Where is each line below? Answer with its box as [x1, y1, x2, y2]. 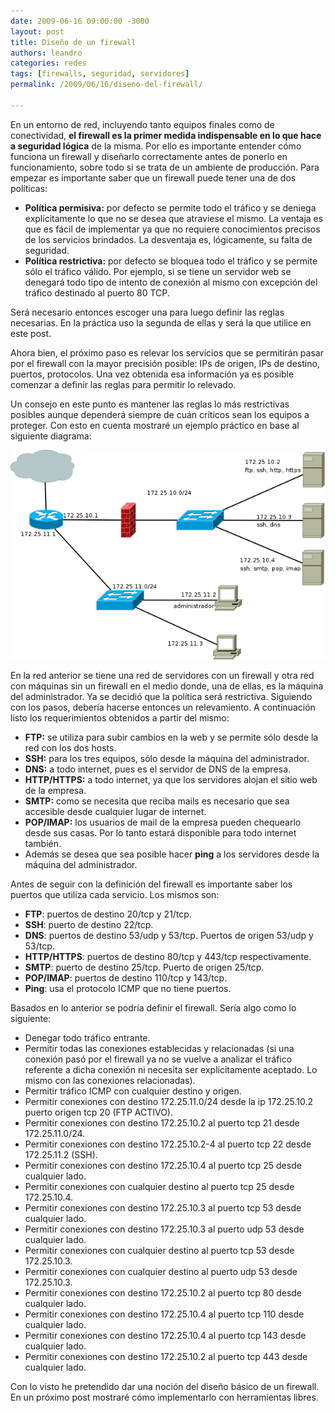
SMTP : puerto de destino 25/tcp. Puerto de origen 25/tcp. [24, 961, 265, 974]
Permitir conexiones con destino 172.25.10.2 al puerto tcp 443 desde [24, 1351, 308, 1363]
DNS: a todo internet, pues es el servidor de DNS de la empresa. [24, 763, 292, 775]
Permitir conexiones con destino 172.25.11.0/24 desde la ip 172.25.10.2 [24, 1096, 313, 1108]
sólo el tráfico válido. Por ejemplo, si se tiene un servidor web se [24, 265, 292, 277]
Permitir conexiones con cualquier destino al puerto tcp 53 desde [24, 1245, 295, 1257]
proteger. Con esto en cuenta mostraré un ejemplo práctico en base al [10, 419, 300, 431]
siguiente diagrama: [10, 430, 92, 442]
